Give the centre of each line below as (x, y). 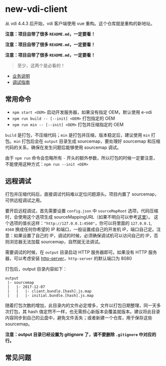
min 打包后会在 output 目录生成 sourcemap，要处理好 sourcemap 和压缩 (87, 141)
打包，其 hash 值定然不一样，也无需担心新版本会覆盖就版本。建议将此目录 (85, 311)
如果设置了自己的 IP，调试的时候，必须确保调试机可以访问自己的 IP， (84, 235)
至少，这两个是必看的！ (41, 65)
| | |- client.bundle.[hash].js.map (49, 291)
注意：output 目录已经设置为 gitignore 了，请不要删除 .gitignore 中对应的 (81, 334)
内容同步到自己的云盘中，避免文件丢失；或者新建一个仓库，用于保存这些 (79, 318)
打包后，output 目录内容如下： (36, 269)
